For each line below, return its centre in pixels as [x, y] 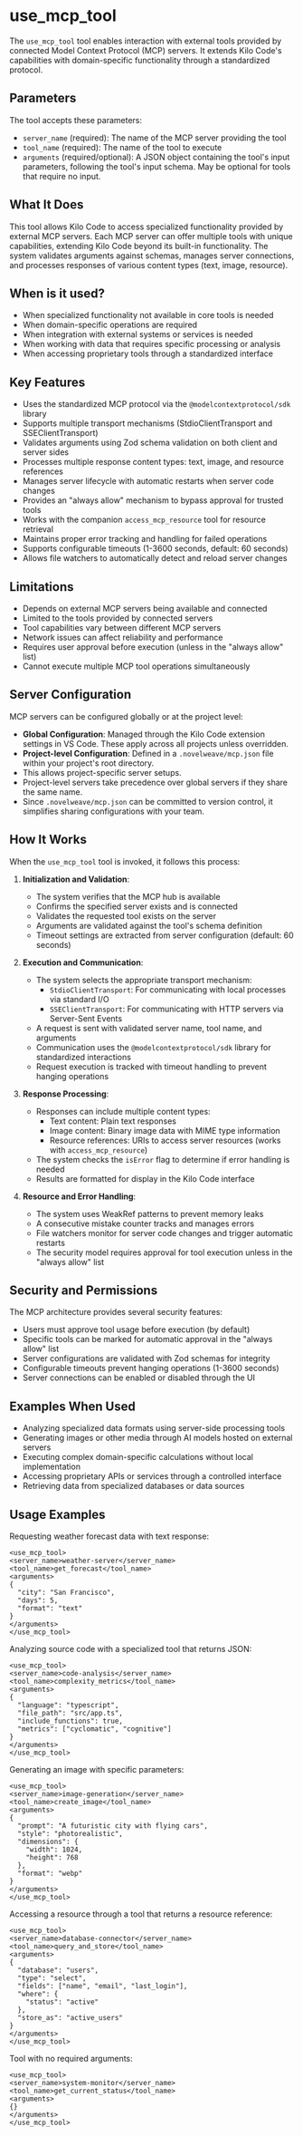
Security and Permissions [84, 1291]
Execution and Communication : [83, 962]
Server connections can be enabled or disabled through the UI [139, 1377]
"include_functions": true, [71, 1721]
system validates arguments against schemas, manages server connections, [152, 256]
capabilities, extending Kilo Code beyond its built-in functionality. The [139, 246]
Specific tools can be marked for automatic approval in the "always [147, 1339]
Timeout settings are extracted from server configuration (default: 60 [165, 935]
